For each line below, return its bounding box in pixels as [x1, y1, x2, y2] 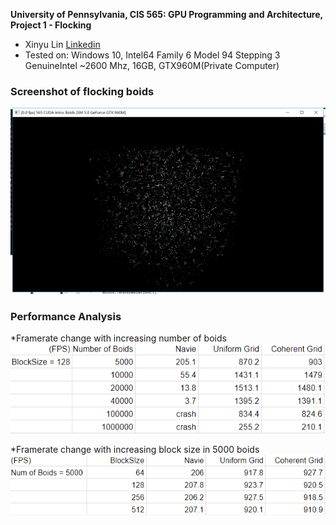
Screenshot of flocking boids [10, 84, 155, 98]
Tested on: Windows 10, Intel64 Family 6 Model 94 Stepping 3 [24, 49, 281, 61]
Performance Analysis [10, 309, 122, 323]
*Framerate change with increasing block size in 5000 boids [10, 444, 260, 456]
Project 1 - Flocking [10, 19, 92, 31]
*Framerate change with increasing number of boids [10, 332, 227, 344]
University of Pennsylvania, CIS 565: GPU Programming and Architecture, [10, 9, 323, 20]
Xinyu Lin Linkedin [24, 39, 101, 50]
